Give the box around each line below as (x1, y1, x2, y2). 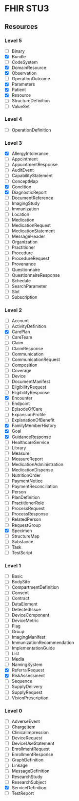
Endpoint (11, 400, 30, 406)
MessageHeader (11, 233, 45, 240)
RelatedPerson (11, 516, 41, 522)
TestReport (11, 790, 34, 796)
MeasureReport (11, 456, 43, 462)
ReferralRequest (11, 667, 44, 673)
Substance (11, 538, 34, 544)
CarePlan (11, 329, 30, 335)
